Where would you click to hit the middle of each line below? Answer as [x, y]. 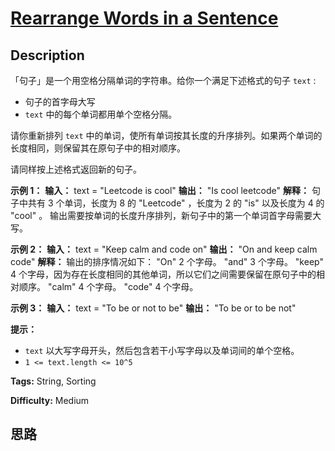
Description [47, 55]
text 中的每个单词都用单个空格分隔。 [101, 114]
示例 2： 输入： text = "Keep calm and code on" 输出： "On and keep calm [164, 249]
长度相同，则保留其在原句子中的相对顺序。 [98, 148]
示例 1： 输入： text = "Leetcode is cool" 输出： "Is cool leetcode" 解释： [160, 190]
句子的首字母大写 [60, 101]
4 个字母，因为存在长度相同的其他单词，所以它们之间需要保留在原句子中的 [163, 274]
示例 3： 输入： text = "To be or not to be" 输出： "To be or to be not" [153, 308]
